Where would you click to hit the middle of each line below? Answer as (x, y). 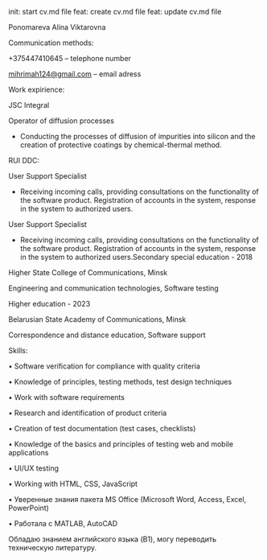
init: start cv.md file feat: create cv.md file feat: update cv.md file (115, 12)
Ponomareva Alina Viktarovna (57, 27)
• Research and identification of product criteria (88, 413)
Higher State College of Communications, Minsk (88, 272)
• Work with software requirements (66, 397)
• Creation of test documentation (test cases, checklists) (102, 428)
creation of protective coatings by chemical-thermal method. (121, 145)
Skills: (18, 350)
